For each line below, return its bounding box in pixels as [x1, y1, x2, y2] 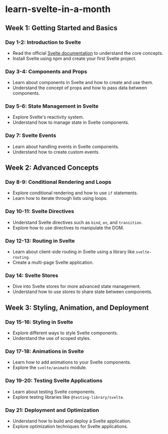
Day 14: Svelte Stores [5, 272, 59, 279]
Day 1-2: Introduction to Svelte [5, 39, 81, 46]
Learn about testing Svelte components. [12, 389, 96, 395]
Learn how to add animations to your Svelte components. [12, 359, 132, 366]
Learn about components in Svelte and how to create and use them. [12, 80, 153, 86]
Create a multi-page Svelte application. [12, 259, 94, 265]
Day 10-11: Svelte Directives [5, 208, 74, 215]
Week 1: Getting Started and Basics [5, 24, 118, 32]
